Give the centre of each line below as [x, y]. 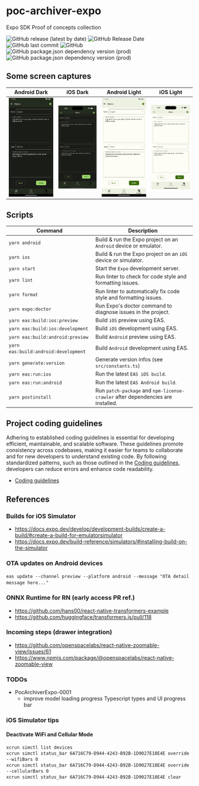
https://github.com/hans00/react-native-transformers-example [92, 611]
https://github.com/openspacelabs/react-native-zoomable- [87, 645]
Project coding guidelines [54, 423]
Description [143, 231]
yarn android [25, 243]
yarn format [23, 295]
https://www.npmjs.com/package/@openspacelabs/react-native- [94, 657]
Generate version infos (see [129, 360]
